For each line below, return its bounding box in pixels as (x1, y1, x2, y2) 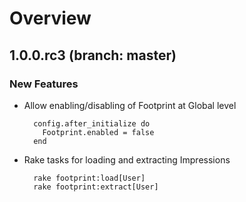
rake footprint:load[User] (33, 173, 146, 183)
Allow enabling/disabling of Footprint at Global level (23, 99, 237, 111)
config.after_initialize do (33, 118, 151, 129)
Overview (9, 7, 92, 30)
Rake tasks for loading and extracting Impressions (23, 153, 231, 166)
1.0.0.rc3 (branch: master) (9, 47, 177, 64)
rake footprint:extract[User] (33, 182, 159, 192)
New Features (9, 77, 79, 91)
